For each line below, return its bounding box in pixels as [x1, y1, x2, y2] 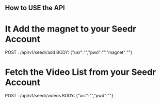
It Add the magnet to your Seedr [5, 23, 137, 34]
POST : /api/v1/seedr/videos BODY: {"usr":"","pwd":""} [5, 93, 113, 99]
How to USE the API [5, 4, 65, 12]
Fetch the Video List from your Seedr [5, 66, 156, 77]
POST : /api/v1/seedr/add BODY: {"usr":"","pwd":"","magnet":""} [5, 49, 132, 55]
